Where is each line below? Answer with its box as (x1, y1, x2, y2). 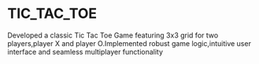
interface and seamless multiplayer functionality (7, 47, 163, 56)
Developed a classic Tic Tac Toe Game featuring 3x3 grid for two (7, 30, 219, 40)
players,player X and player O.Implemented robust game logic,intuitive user (7, 38, 251, 48)
